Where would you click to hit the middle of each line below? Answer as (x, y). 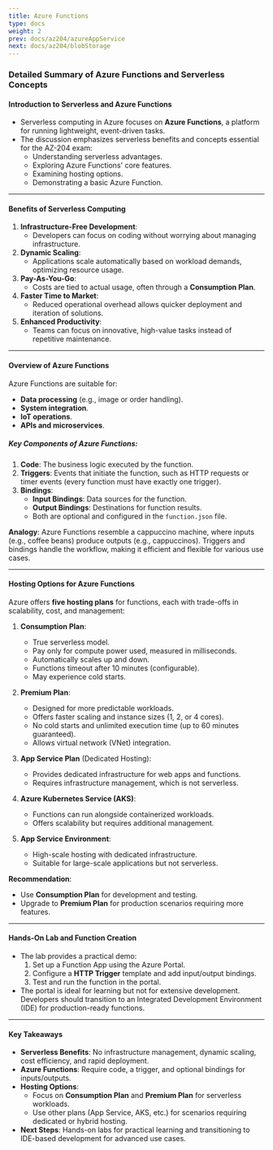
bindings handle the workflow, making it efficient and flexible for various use (136, 549)
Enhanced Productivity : (61, 322)
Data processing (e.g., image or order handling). (102, 399)
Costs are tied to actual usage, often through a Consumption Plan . (144, 287)
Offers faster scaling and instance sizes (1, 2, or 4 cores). (128, 717)
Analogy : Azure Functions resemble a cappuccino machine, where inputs (131, 532)
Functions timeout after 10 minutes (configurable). (116, 668)
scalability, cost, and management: (67, 610)
